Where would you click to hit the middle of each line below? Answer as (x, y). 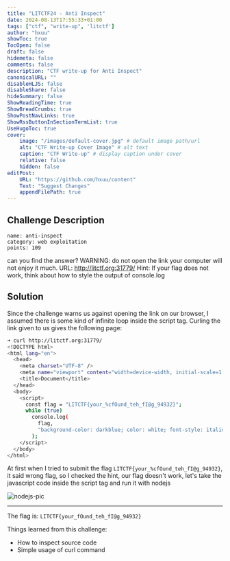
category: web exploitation (47, 242)
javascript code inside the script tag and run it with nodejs (89, 483)
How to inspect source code (57, 542)
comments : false (30, 65)
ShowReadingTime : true (39, 103)
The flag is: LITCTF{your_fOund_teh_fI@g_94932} (74, 516)
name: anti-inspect (35, 236)
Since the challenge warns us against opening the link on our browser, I (108, 313)
